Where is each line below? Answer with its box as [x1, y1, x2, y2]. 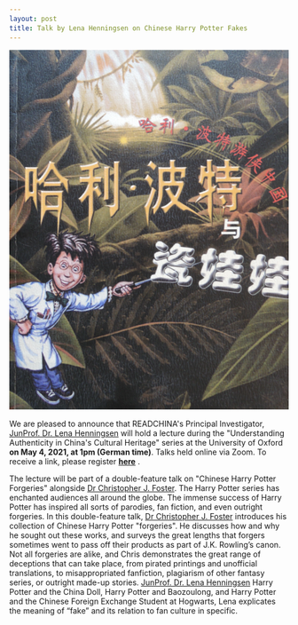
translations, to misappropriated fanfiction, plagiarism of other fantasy [9, 567, 265, 578]
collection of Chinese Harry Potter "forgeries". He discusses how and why [9, 520, 280, 531]
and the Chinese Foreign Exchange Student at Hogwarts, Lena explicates [9, 596, 277, 606]
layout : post [9, 14, 58, 23]
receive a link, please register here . [9, 455, 140, 466]
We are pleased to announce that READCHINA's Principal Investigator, [9, 418, 264, 429]
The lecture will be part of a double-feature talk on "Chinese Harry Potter [9, 473, 277, 484]
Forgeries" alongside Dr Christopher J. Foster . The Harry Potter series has [9, 482, 280, 493]
